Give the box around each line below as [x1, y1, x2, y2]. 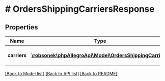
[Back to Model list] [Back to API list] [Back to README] [5, 71, 118, 77]
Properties [5, 23, 38, 31]
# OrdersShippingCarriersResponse [5, 3, 155, 15]
